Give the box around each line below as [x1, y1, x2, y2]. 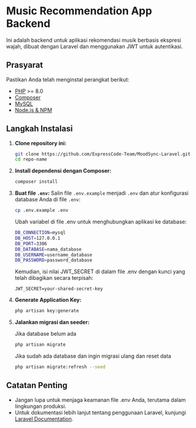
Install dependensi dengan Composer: [14, 167, 112, 174]
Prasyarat [6, 60, 43, 70]
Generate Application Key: [14, 296, 82, 304]
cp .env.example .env [14, 207, 68, 214]
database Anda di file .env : [14, 196, 81, 203]
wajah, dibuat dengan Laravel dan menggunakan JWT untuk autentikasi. [6, 43, 183, 50]
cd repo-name [14, 157, 48, 163]
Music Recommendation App [6, 4, 153, 18]
